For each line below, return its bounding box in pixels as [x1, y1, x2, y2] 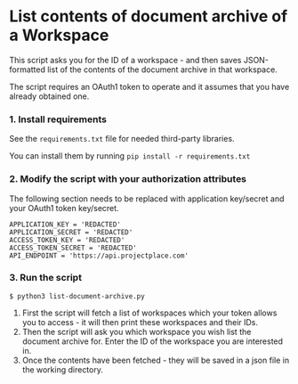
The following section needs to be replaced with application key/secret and [9, 193, 285, 204]
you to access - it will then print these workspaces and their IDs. [21, 316, 259, 327]
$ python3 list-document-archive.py [9, 291, 145, 300]
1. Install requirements [9, 113, 107, 126]
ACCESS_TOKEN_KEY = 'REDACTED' [9, 235, 125, 244]
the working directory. [21, 364, 104, 375]
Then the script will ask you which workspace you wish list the [21, 326, 252, 337]
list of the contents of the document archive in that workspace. [47, 64, 278, 75]
